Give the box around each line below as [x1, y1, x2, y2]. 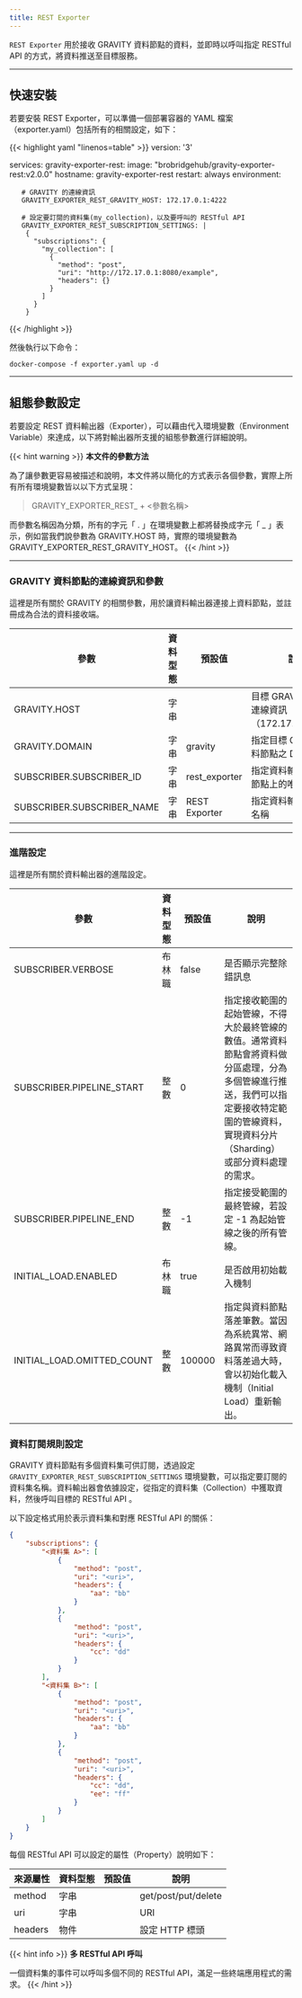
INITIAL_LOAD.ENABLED [13, 1269, 118, 1282]
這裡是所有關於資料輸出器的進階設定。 [9, 868, 151, 879]
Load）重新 [224, 1395, 272, 1407]
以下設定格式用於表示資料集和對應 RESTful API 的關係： [9, 1513, 216, 1523]
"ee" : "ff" [89, 1789, 130, 1798]
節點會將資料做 [224, 1048, 288, 1061]
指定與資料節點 [224, 1301, 288, 1313]
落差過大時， [233, 1354, 288, 1367]
